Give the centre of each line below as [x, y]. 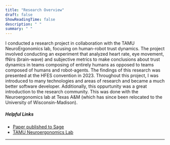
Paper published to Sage [38, 127]
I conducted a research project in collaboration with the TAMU [70, 43]
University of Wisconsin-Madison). [41, 102]
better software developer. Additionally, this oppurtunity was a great [76, 86]
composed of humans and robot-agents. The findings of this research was [83, 70]
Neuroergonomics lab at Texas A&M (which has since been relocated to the [84, 97]
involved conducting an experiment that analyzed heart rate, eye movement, [85, 54]
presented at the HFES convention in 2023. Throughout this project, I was [82, 76]
